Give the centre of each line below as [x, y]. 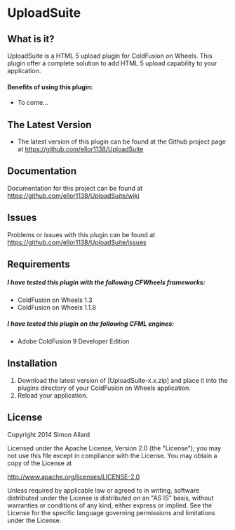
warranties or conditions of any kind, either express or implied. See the [110, 505]
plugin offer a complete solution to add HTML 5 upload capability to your [112, 63]
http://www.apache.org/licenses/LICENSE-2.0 [74, 477]
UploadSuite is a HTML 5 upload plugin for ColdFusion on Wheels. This [110, 56]
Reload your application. [52, 395]
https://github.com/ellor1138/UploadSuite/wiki [73, 196]
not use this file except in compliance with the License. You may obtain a [112, 455]
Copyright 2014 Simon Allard [49, 434]
